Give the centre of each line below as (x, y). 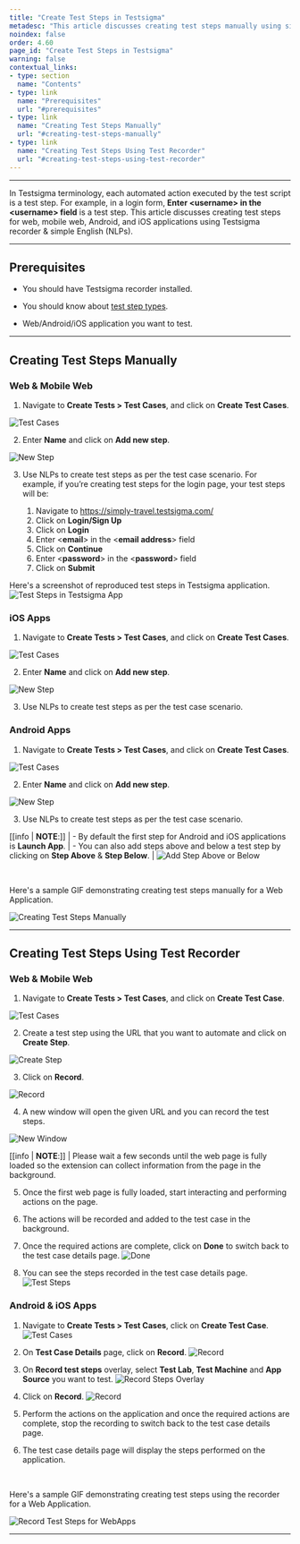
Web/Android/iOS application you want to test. (108, 324)
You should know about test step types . (95, 306)
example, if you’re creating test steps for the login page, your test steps (154, 484)
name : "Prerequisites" (59, 101)
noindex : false (37, 34)
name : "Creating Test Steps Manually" (90, 126)
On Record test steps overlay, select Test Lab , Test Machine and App (152, 1369)
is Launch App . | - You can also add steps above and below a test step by (145, 846)
